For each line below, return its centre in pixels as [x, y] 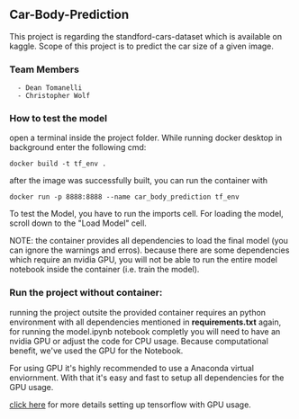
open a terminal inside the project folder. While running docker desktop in [145, 138]
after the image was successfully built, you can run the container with [139, 181]
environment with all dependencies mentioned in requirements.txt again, [145, 322]
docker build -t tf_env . [58, 164]
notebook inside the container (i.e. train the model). [104, 270]
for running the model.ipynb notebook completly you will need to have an [145, 331]
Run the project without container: [86, 293]
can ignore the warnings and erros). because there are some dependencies [149, 250]
